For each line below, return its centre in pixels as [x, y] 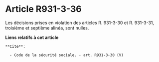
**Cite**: [15, 46]
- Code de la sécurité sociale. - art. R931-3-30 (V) [67, 55]
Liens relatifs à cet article [32, 37]
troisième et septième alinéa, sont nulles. [47, 28]
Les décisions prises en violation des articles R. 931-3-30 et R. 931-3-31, [80, 23]
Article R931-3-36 [44, 9]
